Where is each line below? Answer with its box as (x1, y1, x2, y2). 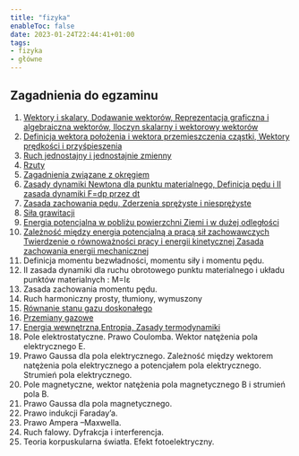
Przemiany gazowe (22, 311, 94, 323)
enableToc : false (10, 22, 75, 31)
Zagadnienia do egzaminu (10, 88, 159, 103)
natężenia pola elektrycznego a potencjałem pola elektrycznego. (22, 360, 262, 371)
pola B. (22, 388, 50, 399)
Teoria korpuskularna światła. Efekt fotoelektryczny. (22, 436, 215, 447)
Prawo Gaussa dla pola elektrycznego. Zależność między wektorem (22, 350, 274, 361)
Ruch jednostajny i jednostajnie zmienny (22, 150, 173, 161)
